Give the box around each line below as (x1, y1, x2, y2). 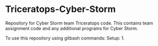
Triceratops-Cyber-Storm (5, 3, 116, 15)
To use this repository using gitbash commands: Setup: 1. (5, 35, 125, 41)
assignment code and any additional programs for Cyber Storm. (5, 25, 138, 31)
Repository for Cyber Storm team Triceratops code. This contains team (5, 20, 153, 26)
